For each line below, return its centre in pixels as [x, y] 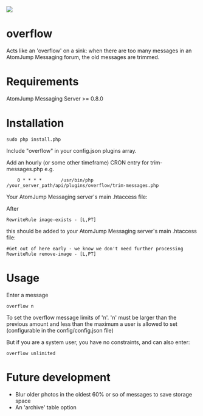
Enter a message [27, 295]
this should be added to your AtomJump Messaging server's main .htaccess [102, 231]
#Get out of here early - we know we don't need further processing [95, 249]
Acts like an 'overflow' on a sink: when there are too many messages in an [99, 51]
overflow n [20, 306]
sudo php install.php [34, 139]
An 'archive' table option [46, 407]
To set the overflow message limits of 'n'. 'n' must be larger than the [91, 317]
